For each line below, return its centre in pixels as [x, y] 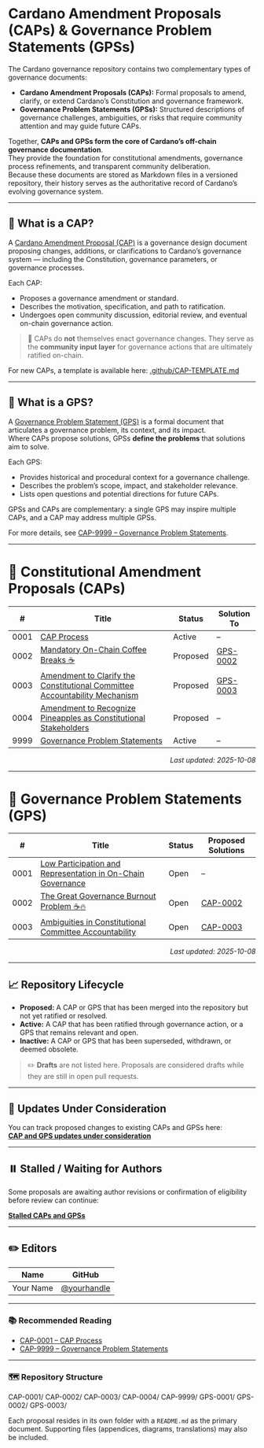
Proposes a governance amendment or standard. [99, 298]
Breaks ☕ [58, 659]
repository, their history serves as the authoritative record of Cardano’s [123, 183]
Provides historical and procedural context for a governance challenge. [134, 477]
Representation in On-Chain [92, 874]
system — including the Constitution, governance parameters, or [113, 259]
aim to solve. [29, 446]
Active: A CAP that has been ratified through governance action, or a [131, 1025]
